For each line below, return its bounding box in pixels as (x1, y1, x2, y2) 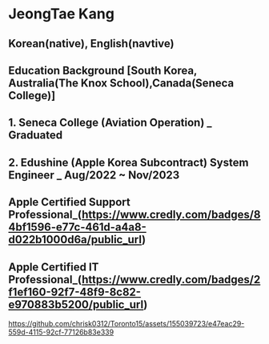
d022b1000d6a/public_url (8, 233, 143, 246)
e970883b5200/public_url (8, 298, 144, 311)
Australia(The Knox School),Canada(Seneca (8, 76, 235, 90)
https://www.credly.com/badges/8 (81, 208, 261, 222)
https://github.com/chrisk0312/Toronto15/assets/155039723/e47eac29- (8, 318, 245, 328)
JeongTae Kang (8, 5, 114, 23)
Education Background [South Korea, (8, 63, 198, 77)
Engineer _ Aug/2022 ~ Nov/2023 (8, 168, 180, 182)
